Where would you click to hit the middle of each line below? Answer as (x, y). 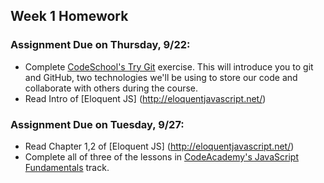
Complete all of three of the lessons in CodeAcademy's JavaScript (161, 156)
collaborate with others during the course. (111, 88)
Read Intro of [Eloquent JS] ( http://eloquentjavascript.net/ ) (145, 98)
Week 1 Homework (69, 16)
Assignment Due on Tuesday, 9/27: (97, 124)
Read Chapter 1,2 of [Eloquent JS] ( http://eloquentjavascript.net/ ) (159, 146)
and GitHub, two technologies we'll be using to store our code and (161, 77)
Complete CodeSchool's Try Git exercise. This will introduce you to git (169, 66)
